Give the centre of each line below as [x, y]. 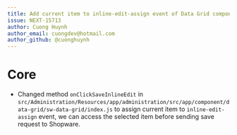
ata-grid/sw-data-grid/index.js [65, 110]
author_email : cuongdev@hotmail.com [61, 33]
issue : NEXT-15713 [34, 20]
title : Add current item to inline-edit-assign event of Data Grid [109, 14]
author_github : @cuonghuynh [49, 40]
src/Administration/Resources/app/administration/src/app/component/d [123, 103]
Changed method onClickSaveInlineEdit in [80, 94]
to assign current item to [150, 109]
